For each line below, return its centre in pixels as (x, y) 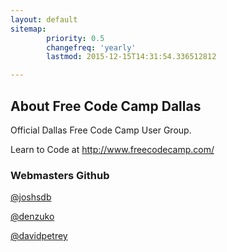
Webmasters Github (60, 175)
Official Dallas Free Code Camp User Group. (101, 130)
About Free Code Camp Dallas (106, 106)
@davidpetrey (39, 236)
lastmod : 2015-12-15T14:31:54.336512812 (131, 57)
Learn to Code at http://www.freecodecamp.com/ (112, 149)
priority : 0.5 (75, 38)
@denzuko (32, 217)
